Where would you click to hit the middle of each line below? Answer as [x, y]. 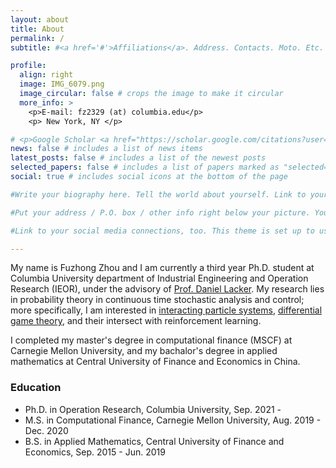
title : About [37, 29]
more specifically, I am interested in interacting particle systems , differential [166, 310]
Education [36, 388]
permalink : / [37, 38]
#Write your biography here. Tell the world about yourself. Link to [158, 194]
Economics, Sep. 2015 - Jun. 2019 [95, 452]
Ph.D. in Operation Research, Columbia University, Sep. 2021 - [153, 409]
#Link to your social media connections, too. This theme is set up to [162, 231]
